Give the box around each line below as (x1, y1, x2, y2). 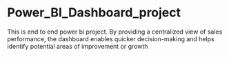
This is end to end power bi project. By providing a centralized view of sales (7, 27, 223, 36)
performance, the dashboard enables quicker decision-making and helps (7, 34, 215, 43)
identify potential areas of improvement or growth (7, 42, 148, 50)
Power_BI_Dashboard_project (7, 5, 181, 21)
